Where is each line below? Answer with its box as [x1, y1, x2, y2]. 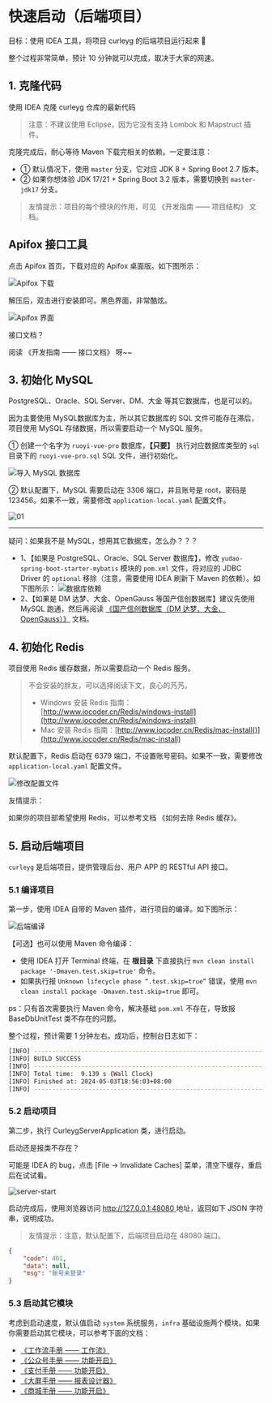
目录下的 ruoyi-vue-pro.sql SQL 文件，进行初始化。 [8, 451, 183, 461]
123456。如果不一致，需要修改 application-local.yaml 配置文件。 [8, 496, 231, 506]
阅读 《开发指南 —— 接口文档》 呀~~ [8, 346, 133, 357]
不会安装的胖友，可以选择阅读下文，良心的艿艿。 [28, 681, 192, 691]
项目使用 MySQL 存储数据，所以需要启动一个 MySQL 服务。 [8, 424, 208, 433]
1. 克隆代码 [8, 79, 62, 93]
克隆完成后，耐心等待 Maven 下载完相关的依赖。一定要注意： [8, 147, 213, 157]
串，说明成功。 [8, 1213, 58, 1223]
